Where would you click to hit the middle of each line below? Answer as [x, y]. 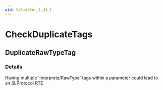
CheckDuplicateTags [49, 34]
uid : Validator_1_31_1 [28, 10]
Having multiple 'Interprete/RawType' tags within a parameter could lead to [82, 78]
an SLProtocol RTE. [25, 83]
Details [14, 67]
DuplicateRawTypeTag [40, 53]
